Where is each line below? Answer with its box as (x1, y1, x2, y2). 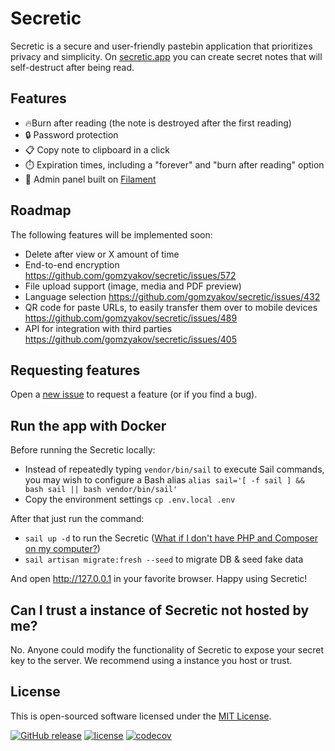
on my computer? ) (24, 543, 101, 555)
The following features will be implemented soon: (10, 228, 213, 241)
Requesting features (10, 362, 141, 379)
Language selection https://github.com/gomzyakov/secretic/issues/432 (24, 290, 321, 302)
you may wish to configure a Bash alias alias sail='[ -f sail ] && (24, 474, 305, 486)
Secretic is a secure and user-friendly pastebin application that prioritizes (10, 40, 313, 52)
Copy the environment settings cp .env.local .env (24, 493, 236, 506)
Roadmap (10, 202, 72, 219)
